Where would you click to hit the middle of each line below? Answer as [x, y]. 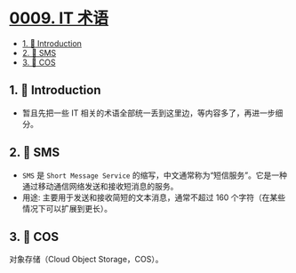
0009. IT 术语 [59, 18]
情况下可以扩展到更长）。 [67, 208]
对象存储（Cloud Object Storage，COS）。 [86, 260]
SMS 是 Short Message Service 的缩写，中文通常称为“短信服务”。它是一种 [154, 175]
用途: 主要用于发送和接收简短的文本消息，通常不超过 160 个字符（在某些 [154, 197]
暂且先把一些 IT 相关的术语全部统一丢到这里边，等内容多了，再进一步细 [152, 113]
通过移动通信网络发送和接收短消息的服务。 [100, 186]
